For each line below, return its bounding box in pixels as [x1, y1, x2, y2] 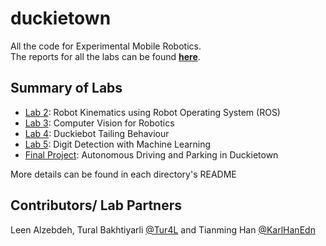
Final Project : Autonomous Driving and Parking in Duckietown [24, 148, 279, 161]
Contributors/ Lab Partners [10, 197, 182, 214]
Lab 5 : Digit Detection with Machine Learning [24, 138, 212, 150]
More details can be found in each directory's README [10, 168, 237, 180]
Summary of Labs [10, 80, 123, 97]
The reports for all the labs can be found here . [10, 50, 201, 62]
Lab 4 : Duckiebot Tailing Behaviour [24, 127, 170, 139]
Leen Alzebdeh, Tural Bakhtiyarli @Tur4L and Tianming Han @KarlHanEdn [10, 223, 316, 236]
